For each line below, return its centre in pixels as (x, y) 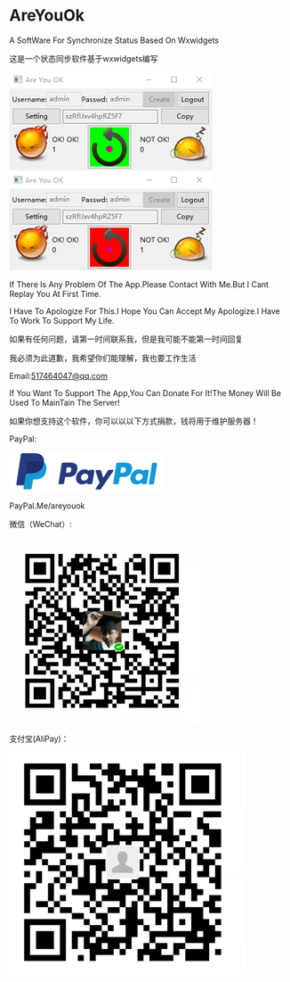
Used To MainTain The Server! (64, 402)
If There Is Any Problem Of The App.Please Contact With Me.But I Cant (139, 284)
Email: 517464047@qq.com (59, 375)
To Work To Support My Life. (62, 320)
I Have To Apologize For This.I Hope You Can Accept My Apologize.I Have (145, 311)
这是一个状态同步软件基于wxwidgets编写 (84, 58)
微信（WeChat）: (41, 524)
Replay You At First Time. (56, 293)
